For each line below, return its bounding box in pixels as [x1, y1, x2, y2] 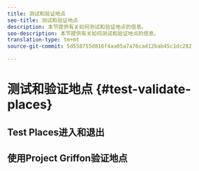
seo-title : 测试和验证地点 [7, 17, 79, 24]
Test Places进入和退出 [7, 126, 105, 138]
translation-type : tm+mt [7, 36, 80, 43]
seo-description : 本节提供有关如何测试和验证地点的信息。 [7, 29, 159, 37]
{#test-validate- [95, 81, 191, 97]
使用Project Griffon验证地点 [7, 152, 128, 164]
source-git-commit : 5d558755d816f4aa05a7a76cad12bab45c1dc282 [7, 43, 192, 50]
